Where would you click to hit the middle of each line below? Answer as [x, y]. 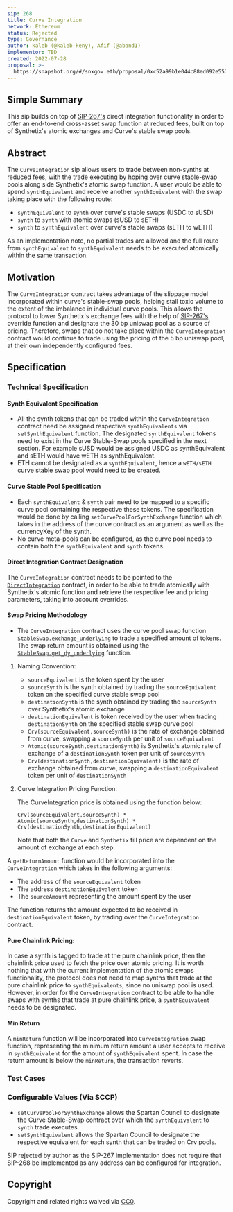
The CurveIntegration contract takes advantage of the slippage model [108, 294]
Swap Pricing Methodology [47, 615]
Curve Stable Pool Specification [54, 487]
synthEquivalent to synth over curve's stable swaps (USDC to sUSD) [115, 213]
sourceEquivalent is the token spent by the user [96, 679]
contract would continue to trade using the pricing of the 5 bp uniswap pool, [116, 338]
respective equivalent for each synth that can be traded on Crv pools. [116, 1142]
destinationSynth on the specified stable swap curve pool [111, 724]
